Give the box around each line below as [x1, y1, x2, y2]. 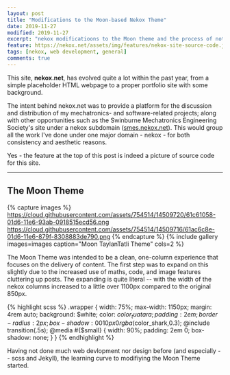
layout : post [7, 10, 44, 17]
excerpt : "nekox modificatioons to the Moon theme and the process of [7, 36, 213, 43]
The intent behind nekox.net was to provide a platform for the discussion [7, 101, 212, 110]
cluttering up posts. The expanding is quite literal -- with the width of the [7, 275, 212, 283]
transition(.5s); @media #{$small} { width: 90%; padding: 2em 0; [7, 326, 190, 334]
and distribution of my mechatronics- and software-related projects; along [7, 109, 217, 117]
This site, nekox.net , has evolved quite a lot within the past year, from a [7, 73, 209, 82]
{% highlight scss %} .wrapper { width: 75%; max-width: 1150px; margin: [7, 303, 212, 311]
